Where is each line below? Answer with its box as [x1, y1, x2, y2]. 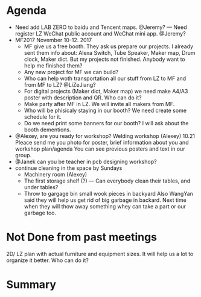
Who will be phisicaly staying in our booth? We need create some [24, 107, 187, 114]
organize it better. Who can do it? [6, 257, 89, 264]
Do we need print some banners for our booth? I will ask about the [24, 119, 189, 127]
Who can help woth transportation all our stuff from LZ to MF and [24, 75, 187, 82]
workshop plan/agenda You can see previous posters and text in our [14, 145, 185, 152]
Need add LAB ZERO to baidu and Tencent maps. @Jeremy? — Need [14, 23, 187, 31]
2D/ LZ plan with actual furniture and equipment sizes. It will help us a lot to [6, 250, 194, 257]
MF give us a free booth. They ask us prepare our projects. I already [24, 43, 194, 50]
